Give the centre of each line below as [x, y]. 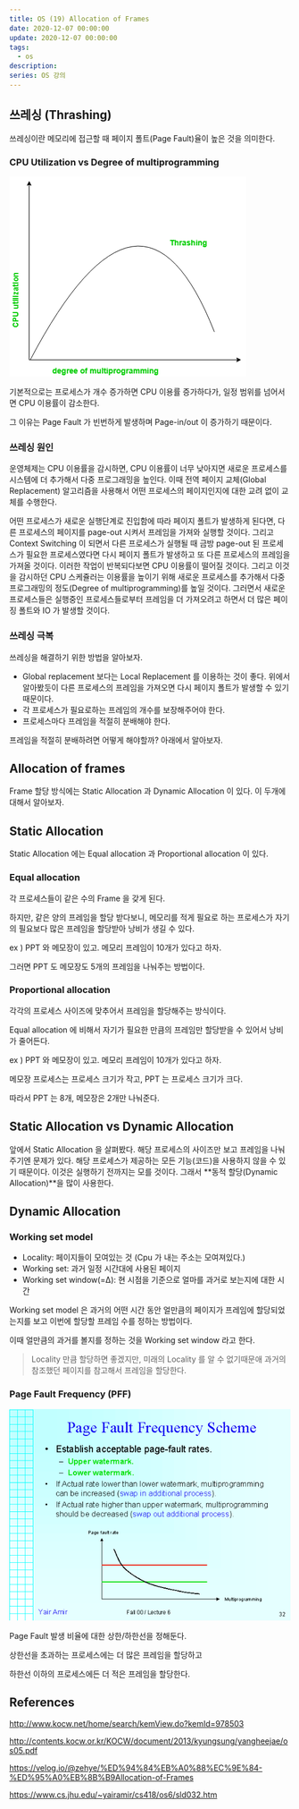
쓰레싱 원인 [32, 447]
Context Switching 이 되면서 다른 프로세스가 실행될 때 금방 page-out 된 [135, 544]
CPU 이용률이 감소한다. [59, 403]
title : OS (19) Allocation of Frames [79, 19]
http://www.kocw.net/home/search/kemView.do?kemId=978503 [127, 1724]
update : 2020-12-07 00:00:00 [63, 38]
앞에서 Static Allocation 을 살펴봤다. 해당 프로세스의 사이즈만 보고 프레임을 [139, 1149]
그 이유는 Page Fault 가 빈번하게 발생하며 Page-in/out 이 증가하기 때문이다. [141, 421]
